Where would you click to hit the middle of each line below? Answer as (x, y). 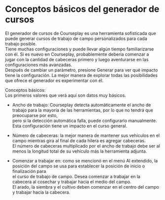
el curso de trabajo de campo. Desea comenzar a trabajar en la (76, 176)
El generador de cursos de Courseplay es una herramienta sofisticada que (81, 33)
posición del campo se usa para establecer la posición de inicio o (79, 166)
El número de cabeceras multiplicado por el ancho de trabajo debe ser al (86, 146)
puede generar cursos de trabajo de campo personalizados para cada (76, 39)
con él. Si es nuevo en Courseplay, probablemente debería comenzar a (77, 54)
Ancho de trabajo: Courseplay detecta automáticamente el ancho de (82, 105)
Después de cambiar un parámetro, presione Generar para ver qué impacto (82, 70)
